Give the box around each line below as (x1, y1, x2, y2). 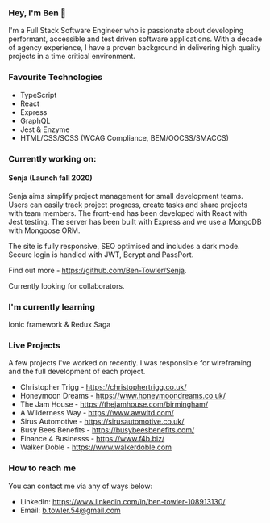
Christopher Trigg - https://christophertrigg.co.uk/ (19, 382, 187, 392)
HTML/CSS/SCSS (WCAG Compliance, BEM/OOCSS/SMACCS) (19, 133, 230, 142)
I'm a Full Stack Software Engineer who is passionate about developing (8, 26, 244, 36)
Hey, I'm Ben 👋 (8, 7, 67, 19)
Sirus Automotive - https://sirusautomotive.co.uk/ (19, 416, 185, 427)
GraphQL (19, 116, 51, 125)
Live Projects (8, 340, 60, 351)
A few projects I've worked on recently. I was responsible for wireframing (8, 358, 251, 368)
